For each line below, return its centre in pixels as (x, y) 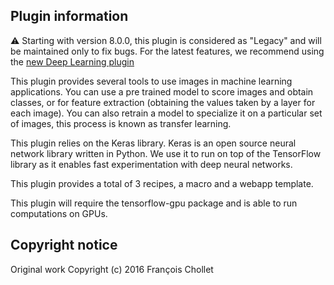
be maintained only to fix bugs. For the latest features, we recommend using (167, 51)
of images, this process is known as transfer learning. (121, 123)
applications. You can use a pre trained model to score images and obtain (162, 91)
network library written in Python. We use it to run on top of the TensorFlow (166, 153)
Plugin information (69, 16)
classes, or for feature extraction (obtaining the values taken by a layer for (163, 102)
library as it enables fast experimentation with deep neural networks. (151, 164)
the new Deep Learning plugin (72, 61)
